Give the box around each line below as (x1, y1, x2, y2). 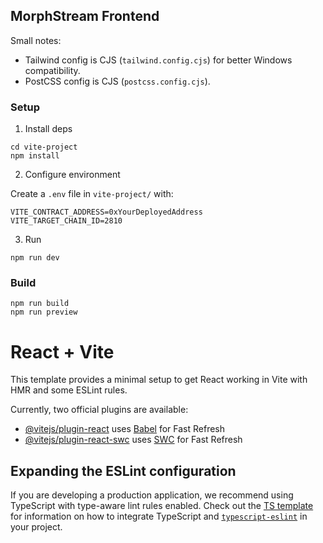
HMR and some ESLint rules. (10, 384, 128, 396)
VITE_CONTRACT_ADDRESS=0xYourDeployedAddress (10, 207, 203, 218)
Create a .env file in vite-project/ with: (10, 188, 174, 200)
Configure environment (24, 169, 121, 181)
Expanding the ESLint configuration (10, 462, 237, 479)
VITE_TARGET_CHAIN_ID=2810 (10, 216, 123, 226)
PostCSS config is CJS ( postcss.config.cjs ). (24, 75, 211, 87)
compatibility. (24, 64, 81, 76)
